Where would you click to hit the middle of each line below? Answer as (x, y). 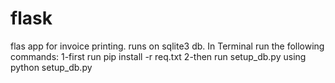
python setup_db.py (51, 67)
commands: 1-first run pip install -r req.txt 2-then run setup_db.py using (158, 56)
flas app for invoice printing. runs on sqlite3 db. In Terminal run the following (167, 46)
